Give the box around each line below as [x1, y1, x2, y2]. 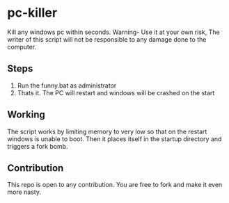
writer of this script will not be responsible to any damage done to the [7, 35, 207, 43]
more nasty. [7, 188, 42, 196]
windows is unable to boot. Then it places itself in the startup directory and [7, 134, 222, 143]
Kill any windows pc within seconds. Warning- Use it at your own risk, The [7, 28, 221, 36]
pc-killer [7, 5, 58, 21]
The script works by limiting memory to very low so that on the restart [7, 127, 207, 136]
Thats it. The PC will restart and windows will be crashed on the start [17, 88, 215, 97]
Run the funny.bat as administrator [17, 81, 117, 90]
